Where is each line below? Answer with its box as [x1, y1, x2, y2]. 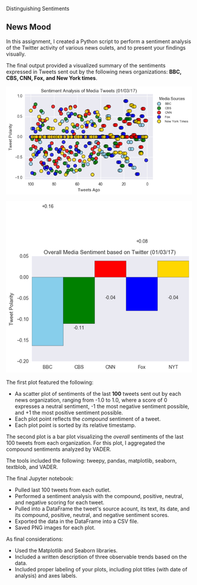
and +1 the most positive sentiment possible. [14, 409, 123, 416]
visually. [6, 50, 26, 57]
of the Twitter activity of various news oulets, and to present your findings [6, 44, 186, 51]
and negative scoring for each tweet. [14, 499, 105, 506]
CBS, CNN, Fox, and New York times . [6, 74, 97, 82]
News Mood [6, 22, 51, 32]
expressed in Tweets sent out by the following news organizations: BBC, [6, 68, 182, 75]
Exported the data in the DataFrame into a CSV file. [14, 518, 139, 525]
